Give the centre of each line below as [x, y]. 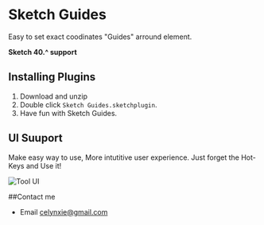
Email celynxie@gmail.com [64, 211]
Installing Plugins [52, 77]
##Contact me [32, 196]
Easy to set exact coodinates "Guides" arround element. [100, 37]
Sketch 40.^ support [43, 52]
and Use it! [44, 165]
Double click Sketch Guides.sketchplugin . [88, 104]
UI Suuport [35, 138]
